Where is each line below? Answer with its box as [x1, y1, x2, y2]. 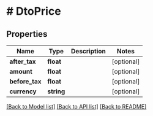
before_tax [9, 77, 42, 85]
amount [9, 68, 32, 75]
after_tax [9, 57, 36, 66]
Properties [6, 29, 48, 39]
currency [9, 87, 37, 96]
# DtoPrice [6, 4, 61, 18]
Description [71, 47, 106, 55]
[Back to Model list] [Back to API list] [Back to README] [6, 103, 147, 110]
